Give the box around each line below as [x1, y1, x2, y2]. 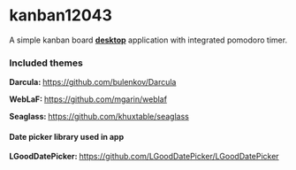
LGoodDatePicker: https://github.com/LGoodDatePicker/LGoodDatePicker [9, 151, 280, 162]
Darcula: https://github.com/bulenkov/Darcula [9, 77, 177, 88]
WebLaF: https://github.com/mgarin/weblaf [9, 94, 168, 104]
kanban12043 [9, 5, 113, 26]
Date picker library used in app [9, 131, 125, 142]
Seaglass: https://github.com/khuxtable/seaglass [9, 112, 190, 122]
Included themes [9, 57, 84, 69]
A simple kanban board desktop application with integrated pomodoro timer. [9, 35, 288, 45]
